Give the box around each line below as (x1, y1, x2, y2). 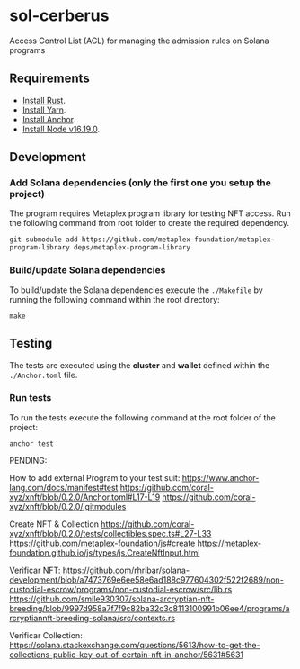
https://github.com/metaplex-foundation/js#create (9, 538, 196, 548)
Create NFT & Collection (9, 519, 99, 529)
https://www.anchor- (181, 472, 260, 483)
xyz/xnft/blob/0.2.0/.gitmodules (9, 501, 127, 511)
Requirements (9, 71, 90, 86)
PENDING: (9, 455, 48, 466)
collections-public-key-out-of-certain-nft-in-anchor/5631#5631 (9, 649, 244, 660)
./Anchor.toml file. (9, 369, 78, 380)
